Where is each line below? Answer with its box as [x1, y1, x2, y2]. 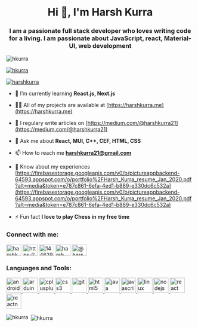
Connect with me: [6, 230, 59, 239]
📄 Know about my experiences [14, 163, 91, 170]
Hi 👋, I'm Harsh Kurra [47, 5, 153, 19]
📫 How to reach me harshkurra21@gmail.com [14, 149, 132, 157]
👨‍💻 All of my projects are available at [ [14, 102, 109, 109]
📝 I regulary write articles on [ [14, 120, 88, 127]
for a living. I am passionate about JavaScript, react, [8, 34, 163, 42]
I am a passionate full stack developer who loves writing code [9, 27, 191, 35]
